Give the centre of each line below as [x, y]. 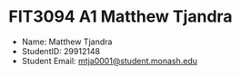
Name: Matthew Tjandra [67, 42]
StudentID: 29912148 [61, 51]
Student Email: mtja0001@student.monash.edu [109, 61]
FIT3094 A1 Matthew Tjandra [120, 17]
